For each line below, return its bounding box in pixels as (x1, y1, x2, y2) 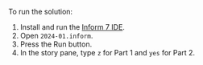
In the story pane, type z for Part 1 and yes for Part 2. (19, 48, 196, 57)
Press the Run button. (19, 39, 93, 49)
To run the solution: (8, 7, 73, 16)
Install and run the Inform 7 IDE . (19, 22, 125, 31)
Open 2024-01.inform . (19, 31, 93, 40)
